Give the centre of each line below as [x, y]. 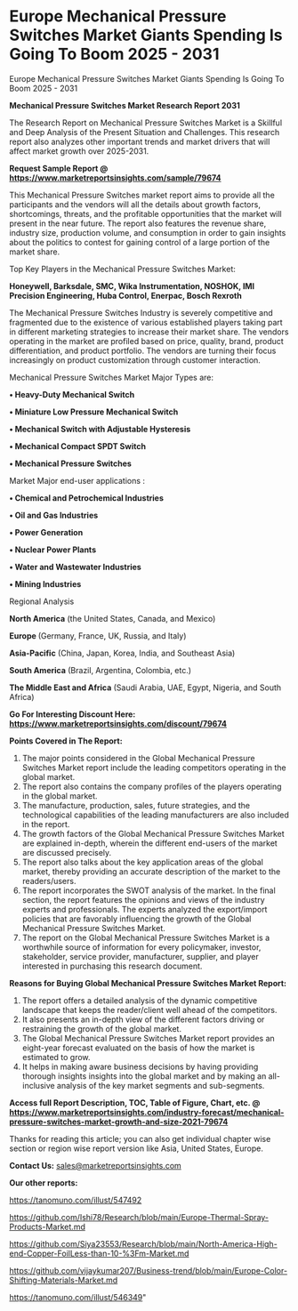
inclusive [38, 1085]
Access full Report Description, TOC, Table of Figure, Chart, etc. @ [135, 1102]
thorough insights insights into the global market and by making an [144, 1076]
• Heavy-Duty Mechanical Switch [72, 394]
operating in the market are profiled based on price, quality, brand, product [147, 341]
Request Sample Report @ [59, 168]
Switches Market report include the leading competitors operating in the [154, 768]
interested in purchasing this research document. [112, 966]
